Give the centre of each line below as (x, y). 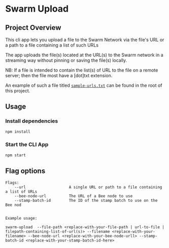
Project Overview (33, 28)
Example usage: (21, 218)
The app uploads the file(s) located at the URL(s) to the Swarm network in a (84, 55)
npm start (16, 155)
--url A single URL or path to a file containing (88, 187)
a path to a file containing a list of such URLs (52, 45)
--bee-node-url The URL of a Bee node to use (74, 196)
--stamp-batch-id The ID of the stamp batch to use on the (86, 200)
